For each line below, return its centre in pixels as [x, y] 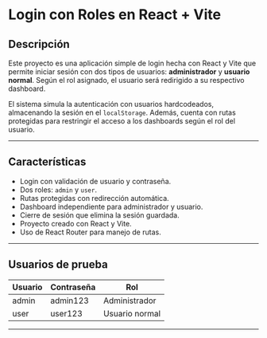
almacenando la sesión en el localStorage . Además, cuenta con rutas [122, 112]
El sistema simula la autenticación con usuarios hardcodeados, [111, 104]
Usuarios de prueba [58, 265]
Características [47, 162]
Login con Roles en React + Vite [114, 15]
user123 [67, 313]
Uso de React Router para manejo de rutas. [90, 232]
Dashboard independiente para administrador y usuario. [111, 206]
